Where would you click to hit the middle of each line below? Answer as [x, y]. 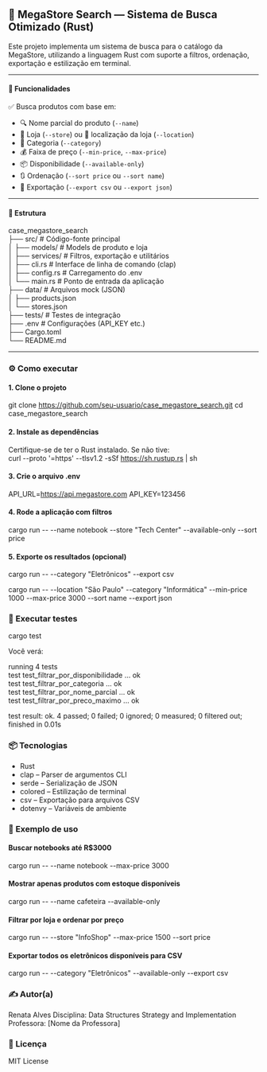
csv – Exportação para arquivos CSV [80, 800]
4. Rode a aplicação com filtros [60, 512]
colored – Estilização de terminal [73, 791]
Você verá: [26, 651]
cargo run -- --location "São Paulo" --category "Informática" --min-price [128, 590]
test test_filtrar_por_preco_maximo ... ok [74, 700]
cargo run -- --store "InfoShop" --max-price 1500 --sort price [110, 938]
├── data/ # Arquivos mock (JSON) [67, 290]
